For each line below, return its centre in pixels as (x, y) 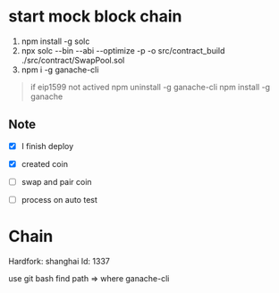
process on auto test (59, 199)
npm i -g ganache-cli (60, 70)
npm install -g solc (55, 41)
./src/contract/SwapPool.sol (73, 60)
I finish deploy (47, 146)
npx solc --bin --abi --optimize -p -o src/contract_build (123, 50)
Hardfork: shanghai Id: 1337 (59, 261)
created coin (45, 163)
